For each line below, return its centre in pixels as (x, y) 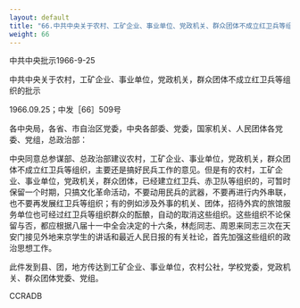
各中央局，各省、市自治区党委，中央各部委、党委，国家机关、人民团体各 (142, 129)
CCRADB (26, 296)
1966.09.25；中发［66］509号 (66, 110)
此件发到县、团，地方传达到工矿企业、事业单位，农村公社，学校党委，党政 (146, 267)
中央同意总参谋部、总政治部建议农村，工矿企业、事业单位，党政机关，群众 (146, 159)
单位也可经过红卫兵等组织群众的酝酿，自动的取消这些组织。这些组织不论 (150, 214)
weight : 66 (29, 34)
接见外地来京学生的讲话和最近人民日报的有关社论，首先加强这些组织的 (154, 237)
